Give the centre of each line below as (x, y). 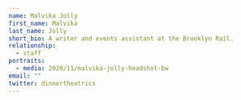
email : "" (25, 76)
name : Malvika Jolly (43, 16)
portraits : (27, 61)
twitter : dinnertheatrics (52, 83)
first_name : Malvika (43, 23)
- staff (29, 53)
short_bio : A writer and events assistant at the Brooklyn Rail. (121, 38)
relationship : (32, 46)
